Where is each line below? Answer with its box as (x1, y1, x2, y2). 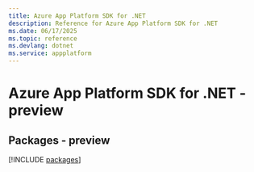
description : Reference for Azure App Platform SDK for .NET (8, 19, 219, 27)
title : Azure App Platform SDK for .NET (8, 11, 147, 20)
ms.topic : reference (8, 34, 78, 43)
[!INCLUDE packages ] (8, 155, 81, 164)
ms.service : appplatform (8, 49, 92, 57)
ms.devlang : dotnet (8, 42, 74, 50)
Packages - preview (8, 133, 110, 147)
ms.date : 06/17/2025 (8, 27, 78, 35)
